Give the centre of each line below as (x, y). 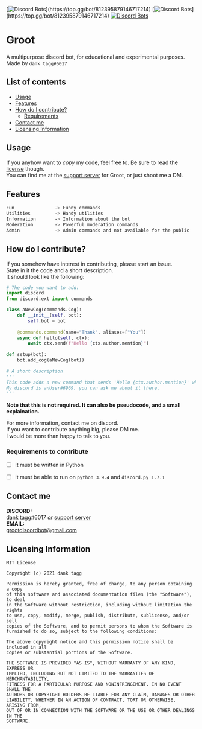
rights (14, 610)
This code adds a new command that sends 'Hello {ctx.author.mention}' (98, 382)
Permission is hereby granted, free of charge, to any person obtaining (99, 584)
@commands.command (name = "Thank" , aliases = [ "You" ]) (82, 332)
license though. (26, 168)
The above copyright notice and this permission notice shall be (90, 642)
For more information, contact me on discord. (63, 423)
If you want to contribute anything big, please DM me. (73, 430)
